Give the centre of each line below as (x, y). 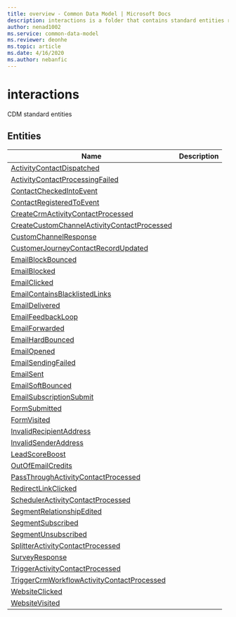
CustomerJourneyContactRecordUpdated (80, 248)
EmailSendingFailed (43, 362)
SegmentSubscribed (45, 523)
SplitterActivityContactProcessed (66, 545)
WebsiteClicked (37, 591)
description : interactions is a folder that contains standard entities (116, 20)
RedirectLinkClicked (44, 488)
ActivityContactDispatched (55, 168)
